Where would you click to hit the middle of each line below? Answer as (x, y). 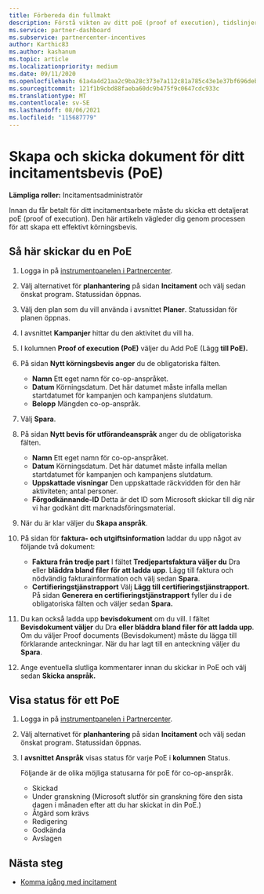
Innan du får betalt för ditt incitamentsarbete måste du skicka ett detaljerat (129, 210)
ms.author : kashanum (43, 52)
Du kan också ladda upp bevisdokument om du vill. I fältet (115, 618)
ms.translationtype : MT (48, 96)
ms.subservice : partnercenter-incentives (78, 37)
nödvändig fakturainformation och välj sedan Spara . (116, 578)
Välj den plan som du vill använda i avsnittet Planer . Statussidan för (129, 309)
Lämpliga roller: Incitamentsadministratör (76, 195)
